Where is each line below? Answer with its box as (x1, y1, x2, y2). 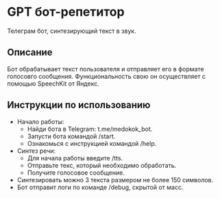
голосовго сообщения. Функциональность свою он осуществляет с (7, 72, 206, 80)
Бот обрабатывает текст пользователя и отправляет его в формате (7, 64, 204, 73)
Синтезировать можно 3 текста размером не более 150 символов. (16, 175, 214, 184)
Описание (7, 47, 53, 58)
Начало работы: (16, 117, 64, 125)
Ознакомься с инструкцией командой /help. (27, 139, 157, 147)
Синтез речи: (16, 147, 56, 155)
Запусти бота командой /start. (27, 132, 116, 140)
